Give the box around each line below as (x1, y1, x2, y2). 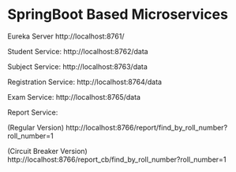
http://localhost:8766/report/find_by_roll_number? (66, 123, 228, 132)
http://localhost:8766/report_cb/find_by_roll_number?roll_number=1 (7, 155, 227, 164)
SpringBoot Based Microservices (7, 5, 228, 24)
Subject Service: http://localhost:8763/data (7, 61, 148, 71)
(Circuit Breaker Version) (7, 146, 88, 156)
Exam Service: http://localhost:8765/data (7, 92, 141, 101)
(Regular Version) (7, 123, 65, 132)
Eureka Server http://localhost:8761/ (7, 31, 125, 41)
